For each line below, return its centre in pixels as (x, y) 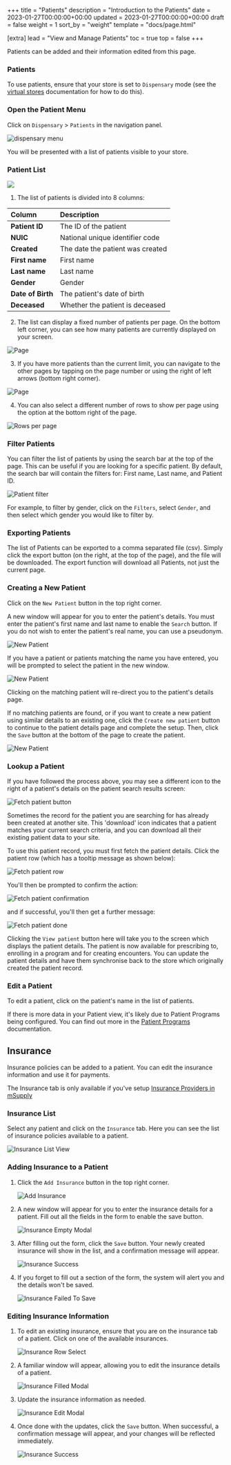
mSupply (20, 1096)
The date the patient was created (113, 248)
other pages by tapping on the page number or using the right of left (114, 371)
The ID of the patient (93, 226)
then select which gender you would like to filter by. (80, 515)
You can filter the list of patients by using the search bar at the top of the (110, 459)
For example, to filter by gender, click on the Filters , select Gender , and (109, 508)
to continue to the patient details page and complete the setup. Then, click (113, 727)
